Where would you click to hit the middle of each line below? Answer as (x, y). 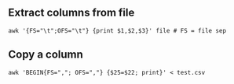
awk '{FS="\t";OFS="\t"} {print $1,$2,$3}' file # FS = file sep (117, 30)
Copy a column (46, 55)
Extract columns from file (71, 13)
